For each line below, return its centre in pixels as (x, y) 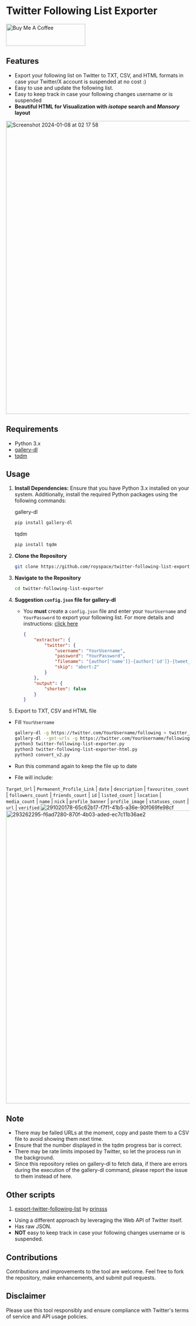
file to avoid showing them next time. (59, 1139)
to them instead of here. (43, 1177)
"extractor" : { (52, 640)
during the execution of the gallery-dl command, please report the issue (101, 1170)
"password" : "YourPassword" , (90, 656)
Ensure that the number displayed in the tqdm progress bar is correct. (98, 1145)
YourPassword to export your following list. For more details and (98, 617)
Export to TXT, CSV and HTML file (55, 711)
